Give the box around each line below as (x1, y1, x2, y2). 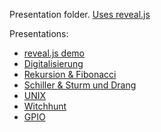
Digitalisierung (23, 58, 84, 69)
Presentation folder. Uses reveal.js (9, 9, 151, 20)
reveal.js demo (23, 47, 86, 59)
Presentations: (9, 28, 69, 39)
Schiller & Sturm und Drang (23, 79, 137, 91)
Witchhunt (23, 100, 67, 112)
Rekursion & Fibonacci (23, 69, 117, 80)
